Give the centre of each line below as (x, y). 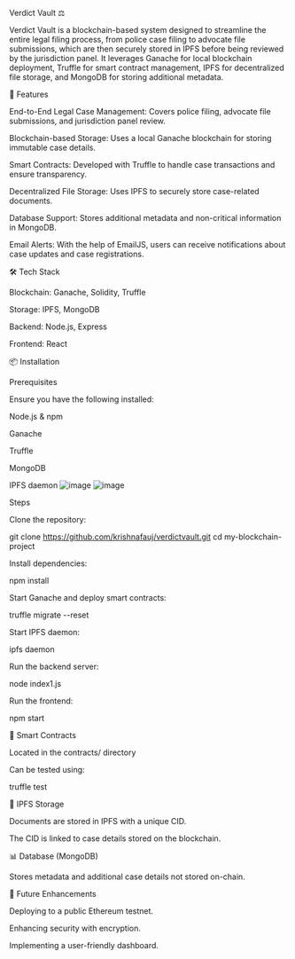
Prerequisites (33, 382)
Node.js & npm (36, 417)
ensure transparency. (48, 174)
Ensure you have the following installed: (82, 399)
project (22, 546)
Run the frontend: (41, 701)
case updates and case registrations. (77, 254)
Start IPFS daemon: (44, 632)
